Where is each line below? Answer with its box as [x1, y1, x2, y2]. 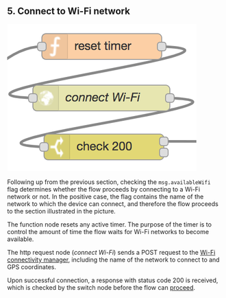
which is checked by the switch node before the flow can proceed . [7, 283, 196, 291]
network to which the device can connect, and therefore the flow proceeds [7, 199, 219, 208]
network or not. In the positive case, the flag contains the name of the [7, 192, 204, 200]
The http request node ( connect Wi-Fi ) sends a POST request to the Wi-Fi [7, 248, 216, 256]
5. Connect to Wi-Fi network [7, 5, 130, 17]
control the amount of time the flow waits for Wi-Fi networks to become [7, 227, 210, 236]
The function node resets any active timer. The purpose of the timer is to [7, 220, 212, 229]
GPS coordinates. [7, 262, 57, 271]
